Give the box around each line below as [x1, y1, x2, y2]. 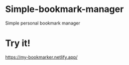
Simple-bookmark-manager [5, 3, 124, 15]
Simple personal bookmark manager [5, 20, 80, 26]
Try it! [5, 37, 31, 49]
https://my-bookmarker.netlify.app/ [5, 54, 78, 60]
